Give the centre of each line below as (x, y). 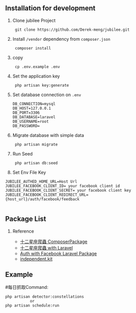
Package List (26, 219)
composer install (33, 48)
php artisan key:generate (42, 85)
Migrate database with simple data (48, 135)
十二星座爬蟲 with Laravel (46, 248)
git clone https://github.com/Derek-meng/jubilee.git (72, 30)
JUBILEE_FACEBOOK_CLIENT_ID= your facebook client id (63, 186)
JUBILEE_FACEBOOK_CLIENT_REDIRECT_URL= (47, 195)
